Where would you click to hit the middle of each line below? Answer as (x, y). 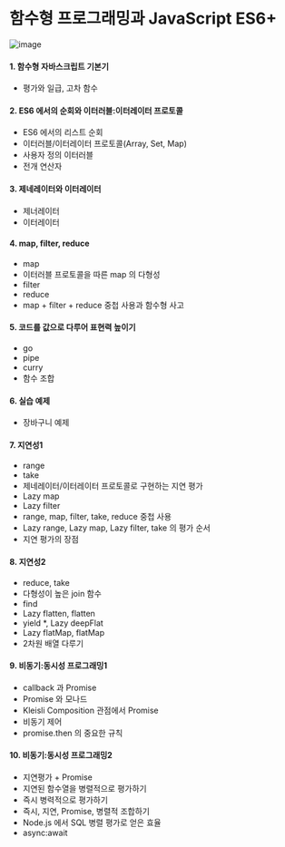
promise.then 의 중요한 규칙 (73, 733)
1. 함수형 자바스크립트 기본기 (59, 66)
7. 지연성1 (26, 444)
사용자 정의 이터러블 (58, 155)
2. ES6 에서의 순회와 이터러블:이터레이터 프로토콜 (96, 111)
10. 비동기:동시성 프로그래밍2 (61, 755)
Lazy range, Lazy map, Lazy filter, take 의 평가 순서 (116, 528)
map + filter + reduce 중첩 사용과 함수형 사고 (103, 305)
